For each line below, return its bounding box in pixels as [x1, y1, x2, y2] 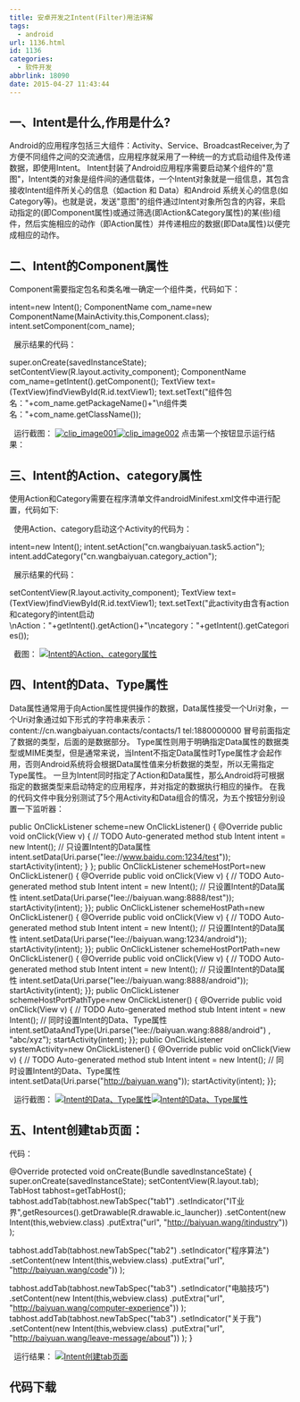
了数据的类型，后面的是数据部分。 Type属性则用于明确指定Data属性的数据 [9, 736, 282, 747]
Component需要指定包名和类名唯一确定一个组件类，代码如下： [9, 283, 241, 295]
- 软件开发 [17, 63, 53, 72]
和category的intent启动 [9, 609, 96, 620]
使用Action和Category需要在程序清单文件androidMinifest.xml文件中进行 [9, 494, 273, 504]
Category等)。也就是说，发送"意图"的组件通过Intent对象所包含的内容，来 [9, 196, 279, 207]
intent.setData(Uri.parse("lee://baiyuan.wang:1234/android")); [19, 933, 247, 944]
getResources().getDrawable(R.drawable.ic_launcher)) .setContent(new [21, 1206, 287, 1217]
